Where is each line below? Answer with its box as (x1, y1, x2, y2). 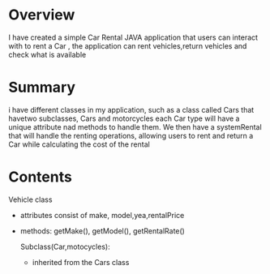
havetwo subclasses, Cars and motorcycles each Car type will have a (8, 113, 240, 123)
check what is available (8, 49, 87, 59)
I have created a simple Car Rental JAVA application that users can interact (8, 32, 258, 42)
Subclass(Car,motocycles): (19, 242, 111, 251)
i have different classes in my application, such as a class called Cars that (8, 105, 255, 114)
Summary (8, 79, 75, 96)
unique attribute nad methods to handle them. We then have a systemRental (8, 122, 262, 131)
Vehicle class (8, 195, 53, 204)
